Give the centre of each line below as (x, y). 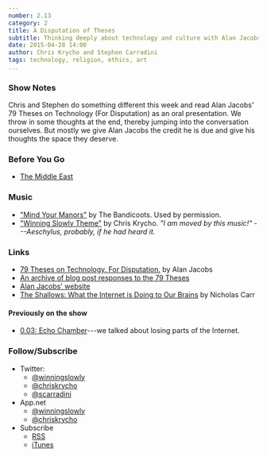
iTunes (43, 444)
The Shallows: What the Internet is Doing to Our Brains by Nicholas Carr (137, 295)
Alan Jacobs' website (55, 286)
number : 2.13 (30, 15)
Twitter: (32, 368)
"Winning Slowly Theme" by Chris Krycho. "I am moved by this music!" (136, 223)
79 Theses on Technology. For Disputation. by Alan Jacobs (116, 269)
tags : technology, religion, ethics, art (78, 60)
